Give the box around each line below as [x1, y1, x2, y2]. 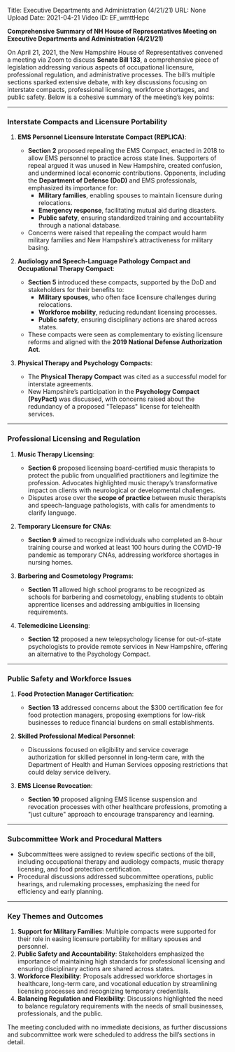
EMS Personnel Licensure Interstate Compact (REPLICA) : [17, 133, 187, 141]
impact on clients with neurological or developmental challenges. [27, 486, 215, 494]
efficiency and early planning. [17, 888, 104, 896]
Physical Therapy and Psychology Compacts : [17, 359, 152, 367]
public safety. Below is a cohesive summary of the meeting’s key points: [7, 93, 215, 101]
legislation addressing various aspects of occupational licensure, [7, 63, 194, 71]
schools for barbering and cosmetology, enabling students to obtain [27, 593, 224, 601]
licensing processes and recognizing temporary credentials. [17, 987, 191, 996]
